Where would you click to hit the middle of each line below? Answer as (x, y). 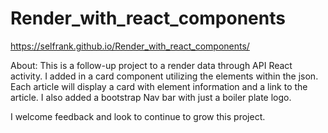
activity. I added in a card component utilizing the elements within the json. (164, 76)
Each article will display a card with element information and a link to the (159, 86)
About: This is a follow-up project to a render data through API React (151, 65)
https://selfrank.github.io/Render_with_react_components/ (130, 46)
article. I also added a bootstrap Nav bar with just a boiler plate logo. (151, 97)
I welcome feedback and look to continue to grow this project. (138, 116)
